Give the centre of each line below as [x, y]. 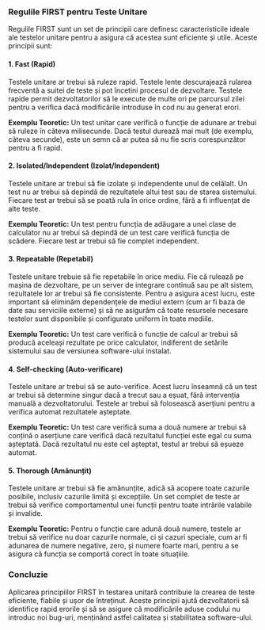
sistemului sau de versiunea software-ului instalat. [90, 350]
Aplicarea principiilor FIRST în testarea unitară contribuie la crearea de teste [132, 592]
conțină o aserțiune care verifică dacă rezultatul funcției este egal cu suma [130, 436]
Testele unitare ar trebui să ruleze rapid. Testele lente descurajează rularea [130, 82]
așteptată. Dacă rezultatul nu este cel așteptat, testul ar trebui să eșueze [126, 444]
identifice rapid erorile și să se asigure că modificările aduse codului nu [124, 609]
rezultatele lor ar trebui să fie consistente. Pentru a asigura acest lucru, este [132, 293]
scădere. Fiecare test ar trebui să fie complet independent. [104, 241]
